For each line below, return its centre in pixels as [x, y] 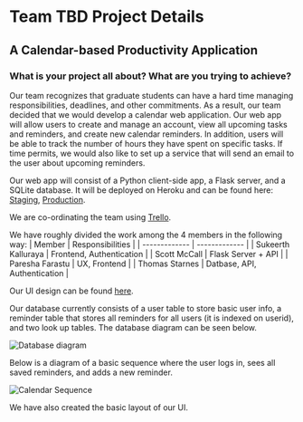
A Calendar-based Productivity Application [134, 50]
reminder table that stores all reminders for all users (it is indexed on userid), [151, 318]
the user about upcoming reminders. [77, 163]
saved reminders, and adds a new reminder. [91, 372]
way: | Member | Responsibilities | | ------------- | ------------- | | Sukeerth [150, 244]
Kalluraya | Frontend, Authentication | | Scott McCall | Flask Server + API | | [149, 254]
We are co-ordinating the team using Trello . [90, 217]
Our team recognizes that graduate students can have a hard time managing [151, 95]
